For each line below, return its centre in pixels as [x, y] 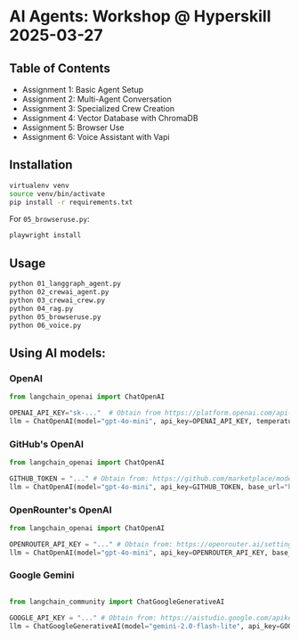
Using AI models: [57, 353]
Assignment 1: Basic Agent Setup [83, 90]
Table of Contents [60, 68]
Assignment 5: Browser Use [73, 127]
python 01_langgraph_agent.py [65, 284]
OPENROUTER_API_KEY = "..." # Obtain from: [91, 544]
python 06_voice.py [45, 325]
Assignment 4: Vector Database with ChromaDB [110, 118]
